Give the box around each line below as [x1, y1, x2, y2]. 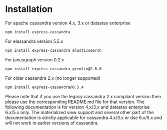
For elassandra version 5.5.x [5, 38, 63, 44]
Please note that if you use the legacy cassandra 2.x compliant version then [5, 93, 161, 99]
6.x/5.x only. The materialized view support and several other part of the [5, 109, 154, 115]
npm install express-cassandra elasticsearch [5, 48, 101, 53]
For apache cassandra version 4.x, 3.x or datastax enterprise [5, 20, 131, 26]
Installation [5, 3, 53, 15]
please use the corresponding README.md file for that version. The [5, 99, 145, 105]
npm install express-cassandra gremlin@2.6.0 [5, 66, 101, 71]
